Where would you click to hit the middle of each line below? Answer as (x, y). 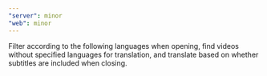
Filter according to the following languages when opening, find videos (123, 46)
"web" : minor (30, 23)
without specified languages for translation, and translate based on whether (133, 54)
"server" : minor (35, 16)
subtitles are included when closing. (68, 63)
